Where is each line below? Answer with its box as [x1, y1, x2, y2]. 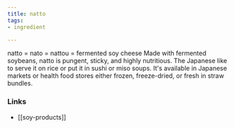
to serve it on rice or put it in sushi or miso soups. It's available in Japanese [7, 64, 228, 73]
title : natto [7, 10, 46, 18]
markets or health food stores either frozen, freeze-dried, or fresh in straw [7, 71, 225, 80]
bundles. [7, 79, 33, 88]
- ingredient [7, 23, 46, 30]
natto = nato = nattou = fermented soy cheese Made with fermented [7, 49, 207, 57]
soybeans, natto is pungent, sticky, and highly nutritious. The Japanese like [7, 57, 228, 65]
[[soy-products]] [17, 112, 67, 121]
